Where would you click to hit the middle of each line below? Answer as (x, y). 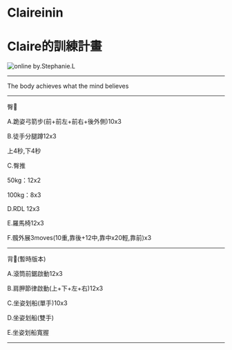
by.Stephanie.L (54, 66)
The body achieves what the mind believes (68, 86)
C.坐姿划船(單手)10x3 (37, 303)
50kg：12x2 (24, 181)
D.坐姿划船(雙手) (30, 318)
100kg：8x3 (24, 195)
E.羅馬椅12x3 (26, 223)
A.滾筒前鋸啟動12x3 (35, 274)
